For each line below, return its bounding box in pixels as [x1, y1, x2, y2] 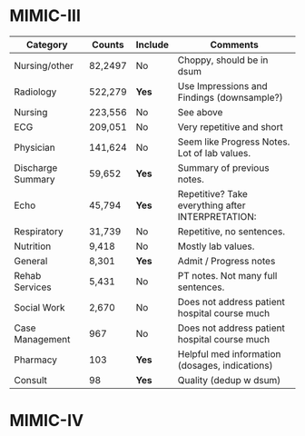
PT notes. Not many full [177, 269, 278, 282]
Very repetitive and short [177, 120, 283, 133]
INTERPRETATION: [177, 210, 257, 223]
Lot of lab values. [177, 146, 251, 159]
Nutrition [14, 240, 52, 253]
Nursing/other [14, 59, 74, 72]
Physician [14, 141, 56, 154]
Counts [92, 38, 124, 51]
